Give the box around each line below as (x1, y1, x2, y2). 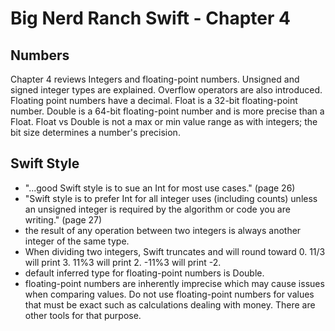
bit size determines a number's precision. (10, 127, 181, 138)
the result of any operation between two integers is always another (24, 224, 302, 236)
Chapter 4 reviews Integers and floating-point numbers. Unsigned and (10, 73, 300, 85)
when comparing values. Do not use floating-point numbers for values (24, 288, 315, 300)
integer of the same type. (24, 235, 130, 247)
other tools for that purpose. (24, 309, 142, 321)
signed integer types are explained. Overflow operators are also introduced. (10, 84, 323, 96)
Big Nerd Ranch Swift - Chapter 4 (10, 7, 291, 30)
